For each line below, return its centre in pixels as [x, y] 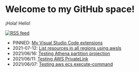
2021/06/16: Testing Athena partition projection [61, 53]
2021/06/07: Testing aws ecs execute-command [63, 64]
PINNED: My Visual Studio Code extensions [58, 43]
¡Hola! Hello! [18, 23]
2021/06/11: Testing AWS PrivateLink [50, 58]
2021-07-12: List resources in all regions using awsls [67, 48]
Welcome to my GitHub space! [70, 9]
